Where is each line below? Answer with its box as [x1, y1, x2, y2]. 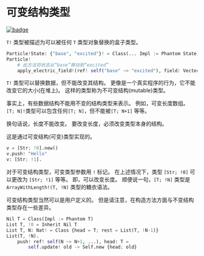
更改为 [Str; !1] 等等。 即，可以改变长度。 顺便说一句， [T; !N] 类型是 [11, 176, 191, 183]
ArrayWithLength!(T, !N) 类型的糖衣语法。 [6, 183, 114, 191]
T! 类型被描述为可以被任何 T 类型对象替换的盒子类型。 [6, 38, 141, 45]
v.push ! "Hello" [6, 151, 47, 157]
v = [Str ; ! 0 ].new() [6, 145, 59, 152]
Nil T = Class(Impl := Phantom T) [6, 216, 94, 222]
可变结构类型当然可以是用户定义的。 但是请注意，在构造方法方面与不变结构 [6, 197, 194, 204]
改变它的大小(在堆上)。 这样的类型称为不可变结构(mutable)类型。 [6, 87, 169, 94]
